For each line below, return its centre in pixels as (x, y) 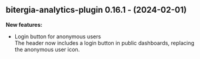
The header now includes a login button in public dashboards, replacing (105, 43)
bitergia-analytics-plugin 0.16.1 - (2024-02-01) (96, 10)
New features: (24, 24)
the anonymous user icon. (47, 49)
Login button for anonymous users (58, 36)
